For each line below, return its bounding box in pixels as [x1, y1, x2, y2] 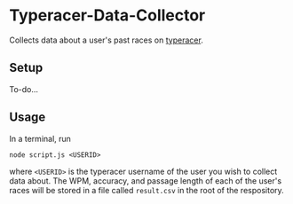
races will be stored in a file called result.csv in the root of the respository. [9, 184, 284, 195]
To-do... [9, 83, 38, 94]
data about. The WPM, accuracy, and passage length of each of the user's [9, 175, 282, 186]
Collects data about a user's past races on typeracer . [9, 35, 204, 45]
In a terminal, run [9, 133, 71, 144]
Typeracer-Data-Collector [9, 5, 206, 26]
